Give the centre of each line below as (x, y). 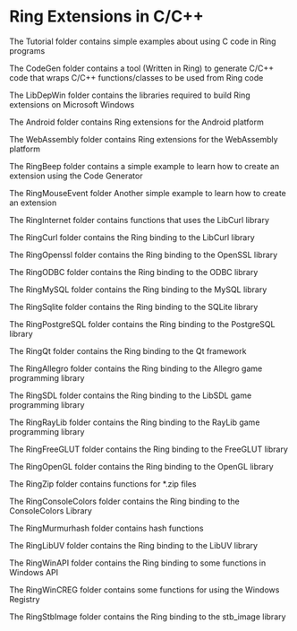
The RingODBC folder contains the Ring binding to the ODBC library (134, 272)
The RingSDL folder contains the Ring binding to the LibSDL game (131, 395)
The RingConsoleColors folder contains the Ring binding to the (124, 501)
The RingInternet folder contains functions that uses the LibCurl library (140, 220)
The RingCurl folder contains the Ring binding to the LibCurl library (132, 237)
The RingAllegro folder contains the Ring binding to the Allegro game (136, 368)
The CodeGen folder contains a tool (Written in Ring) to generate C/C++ (142, 68)
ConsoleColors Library (51, 510)
